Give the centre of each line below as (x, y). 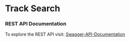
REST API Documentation (36, 24)
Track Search (32, 9)
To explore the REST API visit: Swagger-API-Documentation (65, 34)
